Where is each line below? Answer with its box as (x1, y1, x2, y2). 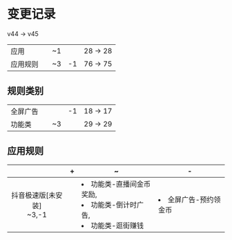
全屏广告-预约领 (167, 194, 221, 204)
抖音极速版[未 (11, 190, 56, 200)
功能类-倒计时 (90, 200, 137, 210)
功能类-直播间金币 (90, 179, 151, 189)
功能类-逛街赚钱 (90, 221, 144, 230)
